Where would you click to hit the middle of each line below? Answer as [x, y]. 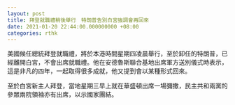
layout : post [26, 14]
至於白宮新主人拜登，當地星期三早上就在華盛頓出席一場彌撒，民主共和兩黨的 [117, 86]
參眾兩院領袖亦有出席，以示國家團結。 [62, 95]
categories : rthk [33, 33]
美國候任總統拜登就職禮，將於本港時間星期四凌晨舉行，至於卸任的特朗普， [114, 54]
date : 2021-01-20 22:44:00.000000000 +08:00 [73, 26]
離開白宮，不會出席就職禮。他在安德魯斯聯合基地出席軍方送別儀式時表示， [120, 63]
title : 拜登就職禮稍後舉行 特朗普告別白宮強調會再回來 [78, 20]
